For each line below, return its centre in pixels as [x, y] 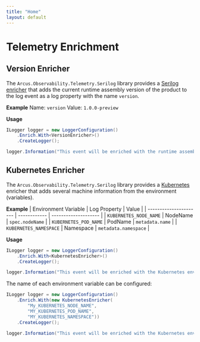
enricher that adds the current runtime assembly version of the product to [97, 90]
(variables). [20, 197]
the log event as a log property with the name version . [73, 95]
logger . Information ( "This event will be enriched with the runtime [92, 152]
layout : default [26, 17]
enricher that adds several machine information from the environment [91, 191]
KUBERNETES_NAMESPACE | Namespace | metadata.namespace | [78, 228]
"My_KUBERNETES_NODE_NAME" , [62, 306]
